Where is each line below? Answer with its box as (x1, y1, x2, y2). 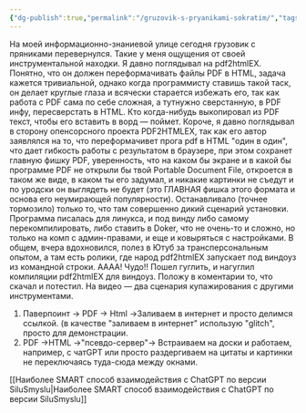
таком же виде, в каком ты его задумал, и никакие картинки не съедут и (9, 174, 294, 185)
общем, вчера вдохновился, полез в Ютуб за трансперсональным (9, 242, 269, 253)
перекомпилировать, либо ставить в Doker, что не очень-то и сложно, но (9, 222, 296, 233)
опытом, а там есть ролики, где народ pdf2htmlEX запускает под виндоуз (9, 252, 297, 263)
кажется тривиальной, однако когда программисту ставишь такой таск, (9, 77, 291, 88)
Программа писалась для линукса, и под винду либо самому (9, 212, 250, 223)
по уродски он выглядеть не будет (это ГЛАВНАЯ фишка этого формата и (9, 183, 296, 194)
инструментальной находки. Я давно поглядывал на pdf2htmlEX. (9, 57, 262, 68)
